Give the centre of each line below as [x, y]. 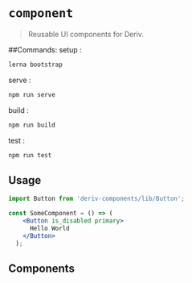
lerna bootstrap [35, 65]
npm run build [32, 125]
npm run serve [32, 94]
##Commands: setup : [45, 49]
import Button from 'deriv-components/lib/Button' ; [96, 199]
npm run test [30, 155]
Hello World [49, 228]
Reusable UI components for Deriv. [86, 34]
